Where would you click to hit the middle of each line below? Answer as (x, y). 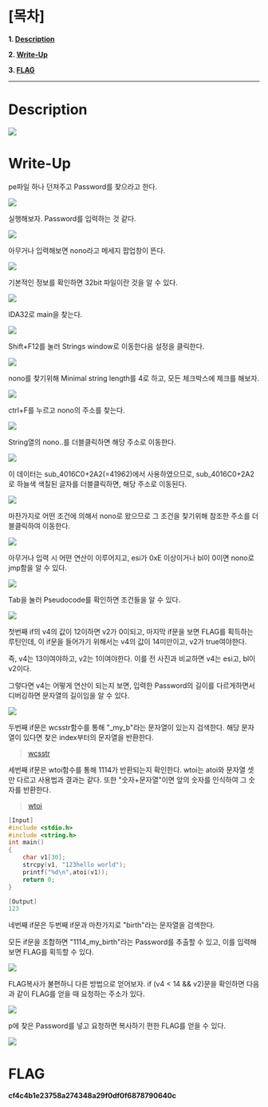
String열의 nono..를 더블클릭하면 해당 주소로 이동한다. (93, 442)
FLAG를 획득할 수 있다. (58, 952)
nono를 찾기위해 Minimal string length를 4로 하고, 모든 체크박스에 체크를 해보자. (134, 378)
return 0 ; (39, 880)
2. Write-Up (28, 54)
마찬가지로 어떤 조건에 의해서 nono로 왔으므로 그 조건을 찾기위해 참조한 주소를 (129, 516)
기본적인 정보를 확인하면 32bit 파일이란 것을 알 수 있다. (93, 282)
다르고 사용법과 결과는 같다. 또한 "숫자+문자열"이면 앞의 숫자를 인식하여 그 (132, 780)
